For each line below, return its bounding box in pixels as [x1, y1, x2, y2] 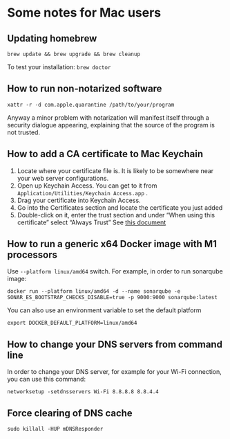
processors [7, 249, 57, 261]
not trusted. [7, 128, 40, 136]
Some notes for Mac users [7, 5, 162, 21]
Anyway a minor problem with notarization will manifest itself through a [7, 113, 209, 122]
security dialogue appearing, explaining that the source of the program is [7, 120, 215, 129]
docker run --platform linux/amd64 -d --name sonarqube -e [7, 288, 181, 295]
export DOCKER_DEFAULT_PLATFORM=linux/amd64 [7, 320, 137, 327]
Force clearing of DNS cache [7, 407, 133, 419]
